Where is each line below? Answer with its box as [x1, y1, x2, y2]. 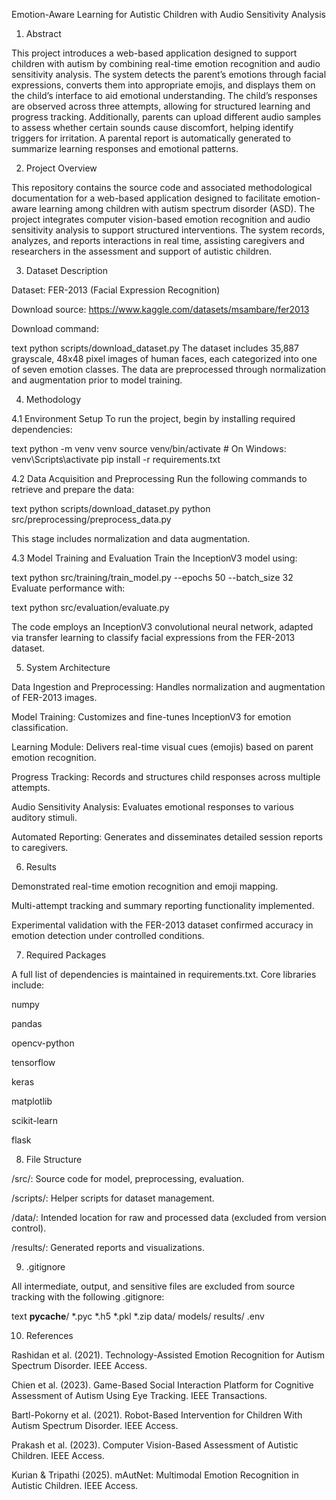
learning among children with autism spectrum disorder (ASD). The [39, 203, 316, 214]
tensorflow [11, 1057, 56, 1068]
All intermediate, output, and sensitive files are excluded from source [11, 1280, 296, 1292]
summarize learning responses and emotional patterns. [11, 143, 239, 154]
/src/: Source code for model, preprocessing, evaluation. [11, 1173, 245, 1184]
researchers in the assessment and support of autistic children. [11, 245, 273, 257]
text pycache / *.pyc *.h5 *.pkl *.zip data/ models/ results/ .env [11, 1310, 265, 1322]
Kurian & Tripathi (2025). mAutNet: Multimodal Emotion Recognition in [11, 1469, 299, 1481]
